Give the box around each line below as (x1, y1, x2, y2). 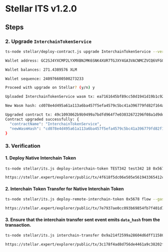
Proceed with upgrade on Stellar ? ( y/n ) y (5, 85, 95, 90)
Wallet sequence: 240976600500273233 (5, 76, 84, 81)
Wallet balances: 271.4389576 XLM (5, 67, 77, 72)
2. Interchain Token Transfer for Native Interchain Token (5, 186, 124, 192)
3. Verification (5, 143, 41, 150)
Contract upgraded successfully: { (5, 117, 79, 122)
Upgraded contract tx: (5, 112, 52, 117)
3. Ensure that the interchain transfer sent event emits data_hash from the (5, 217, 160, 223)
